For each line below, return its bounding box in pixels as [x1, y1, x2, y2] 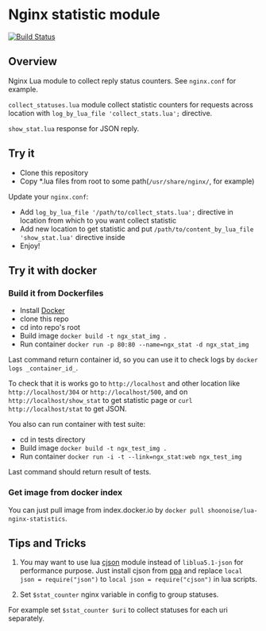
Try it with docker [8, 264, 98, 277]
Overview [8, 55, 58, 68]
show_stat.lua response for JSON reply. [8, 123, 140, 133]
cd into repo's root [19, 323, 81, 332]
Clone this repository [19, 168, 89, 177]
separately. [8, 614, 45, 623]
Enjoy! [19, 241, 40, 250]
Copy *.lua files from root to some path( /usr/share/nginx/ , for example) [19, 176, 255, 186]
